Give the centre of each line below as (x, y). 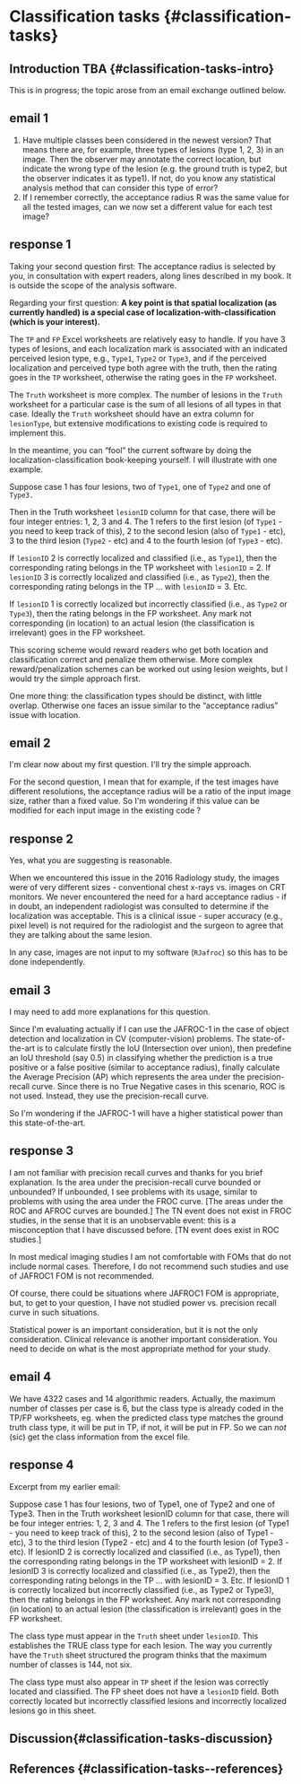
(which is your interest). (55, 321)
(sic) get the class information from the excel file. (100, 1437)
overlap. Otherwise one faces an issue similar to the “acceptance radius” (144, 705)
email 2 (30, 743)
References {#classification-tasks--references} (146, 1769)
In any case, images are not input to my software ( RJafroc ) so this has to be (149, 952)
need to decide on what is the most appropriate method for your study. (140, 1349)
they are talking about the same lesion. (81, 935)
